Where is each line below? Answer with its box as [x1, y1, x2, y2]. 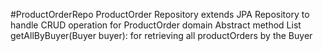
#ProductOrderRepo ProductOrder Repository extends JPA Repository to [10, 9, 310, 20]
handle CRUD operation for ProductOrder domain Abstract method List [10, 19, 302, 31]
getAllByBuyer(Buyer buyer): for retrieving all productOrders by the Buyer [10, 30, 313, 41]
